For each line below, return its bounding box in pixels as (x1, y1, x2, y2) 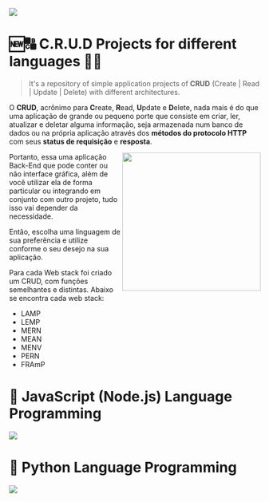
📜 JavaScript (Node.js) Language (9, 388, 232, 406)
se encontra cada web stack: (9, 293, 105, 302)
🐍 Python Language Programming (9, 459, 238, 476)
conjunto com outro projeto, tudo (9, 194, 118, 204)
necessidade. (9, 211, 53, 221)
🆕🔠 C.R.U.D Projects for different (9, 35, 238, 53)
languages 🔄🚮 (9, 53, 103, 71)
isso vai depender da (9, 203, 78, 212)
